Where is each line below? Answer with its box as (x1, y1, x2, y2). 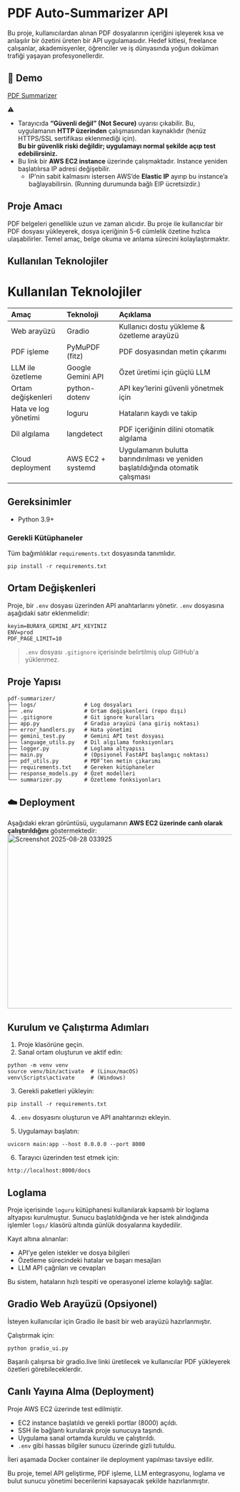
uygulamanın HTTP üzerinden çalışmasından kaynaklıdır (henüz (17, 126, 207, 135)
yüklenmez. (24, 655, 59, 664)
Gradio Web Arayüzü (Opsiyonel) (7, 1298, 158, 1311)
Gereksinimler (7, 496, 72, 508)
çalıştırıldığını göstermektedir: (7, 827, 98, 835)
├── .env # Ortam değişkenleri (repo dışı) (7, 707, 187, 715)
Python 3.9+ (17, 514, 55, 523)
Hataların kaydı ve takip (119, 408, 198, 418)
